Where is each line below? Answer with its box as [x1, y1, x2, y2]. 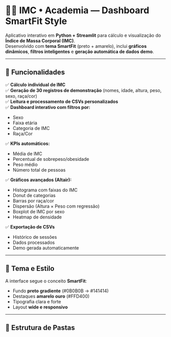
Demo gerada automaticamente [12, 244, 79, 251]
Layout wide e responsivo [12, 304, 68, 310]
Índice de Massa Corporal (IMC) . [5, 38, 75, 44]
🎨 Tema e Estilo [5, 264, 54, 273]
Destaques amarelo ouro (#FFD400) [12, 293, 90, 299]
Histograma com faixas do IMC [12, 187, 78, 193]
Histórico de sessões [12, 234, 57, 240]
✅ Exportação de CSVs [5, 223, 55, 230]
